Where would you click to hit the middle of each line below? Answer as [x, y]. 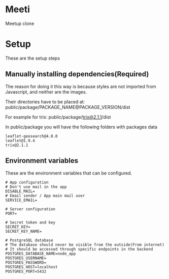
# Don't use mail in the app [36, 187]
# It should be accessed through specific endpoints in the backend [79, 249]
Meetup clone [20, 23]
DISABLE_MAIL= [20, 191]
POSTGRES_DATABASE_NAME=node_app [41, 254]
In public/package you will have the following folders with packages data [81, 127]
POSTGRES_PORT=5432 [26, 271]
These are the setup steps [32, 58]
